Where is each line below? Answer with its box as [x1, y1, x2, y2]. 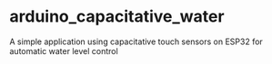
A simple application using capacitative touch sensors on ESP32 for [9, 36, 264, 47]
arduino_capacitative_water [9, 6, 225, 27]
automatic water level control [9, 45, 118, 56]
